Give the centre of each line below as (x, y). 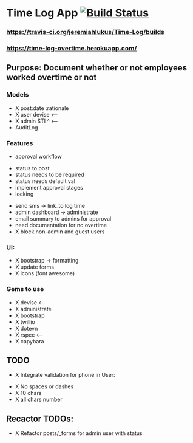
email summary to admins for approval (63, 219)
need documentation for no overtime (61, 225)
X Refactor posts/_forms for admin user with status (79, 433)
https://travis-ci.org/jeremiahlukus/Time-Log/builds (86, 32)
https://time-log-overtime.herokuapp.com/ (72, 49)
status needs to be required (50, 175)
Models (18, 95)
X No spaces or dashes (44, 386)
